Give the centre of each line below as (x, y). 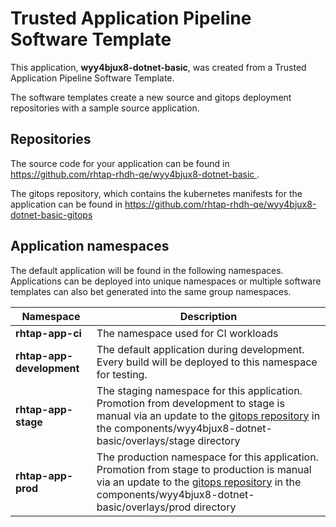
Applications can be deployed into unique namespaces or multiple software (166, 281)
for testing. (122, 374)
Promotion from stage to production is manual (204, 469)
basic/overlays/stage (146, 440)
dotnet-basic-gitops (51, 214)
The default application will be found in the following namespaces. (147, 270)
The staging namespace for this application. (199, 390)
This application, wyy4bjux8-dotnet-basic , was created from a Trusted (158, 67)
